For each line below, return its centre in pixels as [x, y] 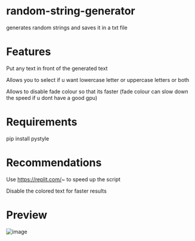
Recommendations [54, 163]
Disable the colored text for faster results [57, 191]
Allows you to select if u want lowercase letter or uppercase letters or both [98, 80]
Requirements [42, 122]
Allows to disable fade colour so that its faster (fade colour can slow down [97, 91]
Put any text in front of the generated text [57, 68]
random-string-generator [71, 11]
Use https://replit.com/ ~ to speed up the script [64, 179]
